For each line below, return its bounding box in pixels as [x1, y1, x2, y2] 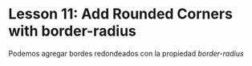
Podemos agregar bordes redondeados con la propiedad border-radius [8, 48, 244, 58]
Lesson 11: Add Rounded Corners [8, 5, 233, 23]
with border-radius [8, 22, 136, 40]
